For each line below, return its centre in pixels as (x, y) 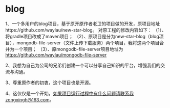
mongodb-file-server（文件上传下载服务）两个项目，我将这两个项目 (88, 43)
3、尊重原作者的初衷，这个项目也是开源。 (49, 83)
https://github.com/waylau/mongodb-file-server (56, 55)
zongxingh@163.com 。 (30, 99)
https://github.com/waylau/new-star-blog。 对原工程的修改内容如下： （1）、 (86, 30)
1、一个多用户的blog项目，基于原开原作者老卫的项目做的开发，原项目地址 (83, 23)
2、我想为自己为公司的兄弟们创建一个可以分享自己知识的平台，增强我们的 (83, 65)
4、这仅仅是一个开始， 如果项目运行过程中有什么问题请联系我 (70, 93)
